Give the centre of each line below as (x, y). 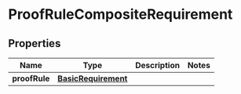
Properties (35, 43)
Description (157, 65)
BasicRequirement (93, 78)
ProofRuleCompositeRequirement (120, 14)
